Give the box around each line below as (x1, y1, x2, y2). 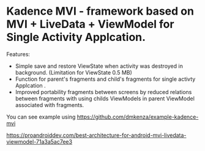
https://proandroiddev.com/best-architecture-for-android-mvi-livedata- (6, 131, 187, 139)
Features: (6, 50, 31, 57)
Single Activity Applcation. (6, 31, 146, 44)
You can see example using (6, 113, 76, 120)
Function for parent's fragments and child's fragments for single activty (15, 75, 196, 83)
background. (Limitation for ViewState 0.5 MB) (15, 68, 133, 76)
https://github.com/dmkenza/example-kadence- (76, 113, 199, 120)
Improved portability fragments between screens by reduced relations (15, 88, 192, 95)
